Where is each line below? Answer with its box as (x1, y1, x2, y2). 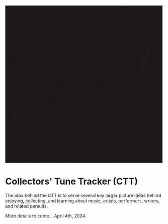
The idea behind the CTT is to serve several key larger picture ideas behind (5, 192, 161, 198)
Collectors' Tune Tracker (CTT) (5, 176, 138, 187)
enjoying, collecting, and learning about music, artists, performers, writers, (5, 197, 160, 204)
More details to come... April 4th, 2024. (5, 212, 87, 219)
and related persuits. (5, 203, 48, 209)
